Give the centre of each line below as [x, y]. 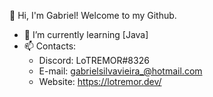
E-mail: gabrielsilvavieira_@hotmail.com [120, 71]
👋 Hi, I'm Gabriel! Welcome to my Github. [93, 15]
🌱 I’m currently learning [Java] [86, 34]
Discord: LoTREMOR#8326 [94, 60]
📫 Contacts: [50, 46]
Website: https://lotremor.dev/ [100, 81]
